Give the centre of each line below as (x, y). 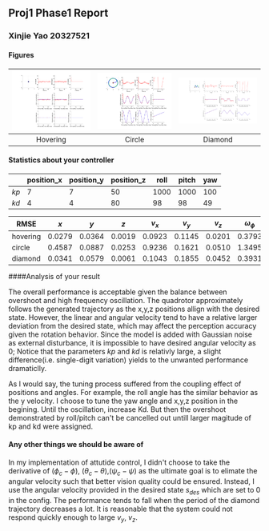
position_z (128, 180)
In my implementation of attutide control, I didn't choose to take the (119, 462)
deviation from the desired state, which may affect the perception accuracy (132, 325)
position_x (44, 180)
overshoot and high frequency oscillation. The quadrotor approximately (126, 300)
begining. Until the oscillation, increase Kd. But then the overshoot (117, 409)
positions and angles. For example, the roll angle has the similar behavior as (133, 392)
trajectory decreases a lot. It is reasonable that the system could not (121, 509)
